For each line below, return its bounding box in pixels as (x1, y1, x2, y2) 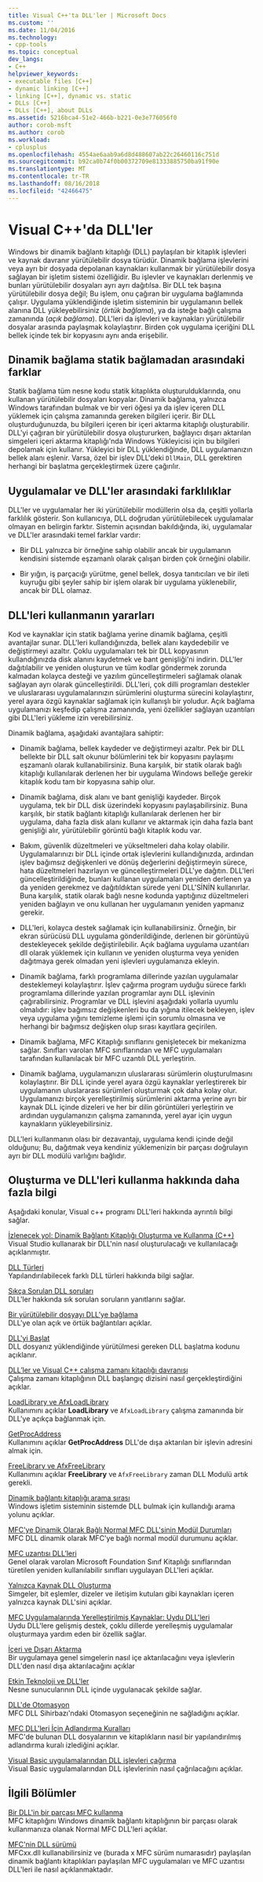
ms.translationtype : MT (8, 165, 86, 173)
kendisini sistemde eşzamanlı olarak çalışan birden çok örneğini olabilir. (19, 554, 251, 563)
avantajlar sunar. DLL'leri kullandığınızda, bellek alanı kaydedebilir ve (8, 638, 229, 647)
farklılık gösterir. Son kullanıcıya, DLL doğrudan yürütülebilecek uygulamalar (8, 514, 254, 523)
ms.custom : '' (8, 19, 55, 27)
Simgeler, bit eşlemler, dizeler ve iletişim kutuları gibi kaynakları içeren (8, 1589, 234, 1598)
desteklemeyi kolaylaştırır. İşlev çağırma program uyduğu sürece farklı (19, 980, 247, 989)
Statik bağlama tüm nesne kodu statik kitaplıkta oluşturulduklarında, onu (8, 386, 241, 396)
